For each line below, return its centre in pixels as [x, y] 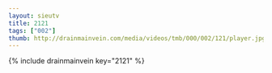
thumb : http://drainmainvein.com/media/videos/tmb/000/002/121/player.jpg [137, 38]
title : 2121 [28, 23]
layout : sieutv [34, 16]
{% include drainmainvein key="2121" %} [76, 61]
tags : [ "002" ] [32, 30]
